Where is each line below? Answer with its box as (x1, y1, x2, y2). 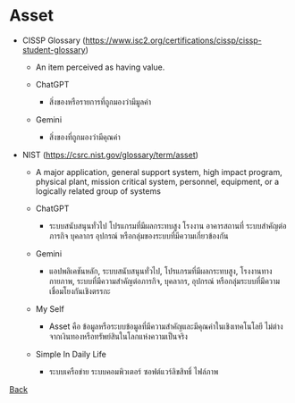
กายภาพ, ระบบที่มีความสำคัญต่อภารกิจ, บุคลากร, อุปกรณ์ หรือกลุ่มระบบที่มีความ (48, 275, 280, 286)
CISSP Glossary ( (21, 35, 86, 46)
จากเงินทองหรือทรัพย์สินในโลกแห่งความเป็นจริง (48, 331, 188, 341)
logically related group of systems (35, 185, 161, 197)
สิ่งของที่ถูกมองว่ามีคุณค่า (48, 131, 121, 142)
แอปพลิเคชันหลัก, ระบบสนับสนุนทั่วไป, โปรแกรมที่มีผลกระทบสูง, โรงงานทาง (48, 265, 273, 276)
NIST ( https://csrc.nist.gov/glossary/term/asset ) (21, 149, 199, 160)
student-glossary (21, 44, 87, 55)
